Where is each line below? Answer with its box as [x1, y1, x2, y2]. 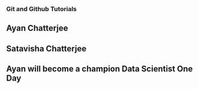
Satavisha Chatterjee [6, 44, 87, 54]
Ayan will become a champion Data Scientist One [6, 64, 193, 74]
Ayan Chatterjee [6, 23, 68, 33]
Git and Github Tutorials [6, 5, 77, 13]
